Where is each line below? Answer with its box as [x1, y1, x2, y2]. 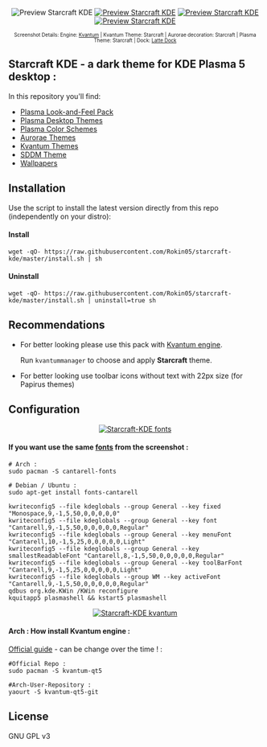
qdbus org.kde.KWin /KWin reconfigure [8, 587, 138, 595]
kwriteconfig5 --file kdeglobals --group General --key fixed [8, 503, 221, 511]
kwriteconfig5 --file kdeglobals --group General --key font [8, 516, 218, 524]
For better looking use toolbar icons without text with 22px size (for [19, 371, 243, 380]
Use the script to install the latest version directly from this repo [8, 203, 219, 212]
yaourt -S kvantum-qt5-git [8, 688, 99, 696]
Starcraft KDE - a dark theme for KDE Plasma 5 [8, 57, 246, 72]
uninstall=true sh [94, 297, 157, 305]
